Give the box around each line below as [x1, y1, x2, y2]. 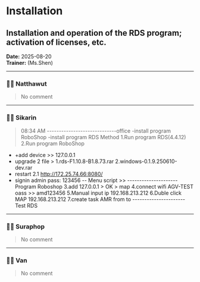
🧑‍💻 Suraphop [6, 222, 45, 230]
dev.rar [14, 164, 33, 171]
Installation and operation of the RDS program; [6, 28, 182, 38]
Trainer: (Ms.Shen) [6, 59, 54, 66]
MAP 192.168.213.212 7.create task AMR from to [14, 195, 132, 203]
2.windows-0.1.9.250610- [115, 158, 177, 165]
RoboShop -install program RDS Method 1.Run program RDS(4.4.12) [20, 133, 186, 140]
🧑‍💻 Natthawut [6, 79, 47, 87]
